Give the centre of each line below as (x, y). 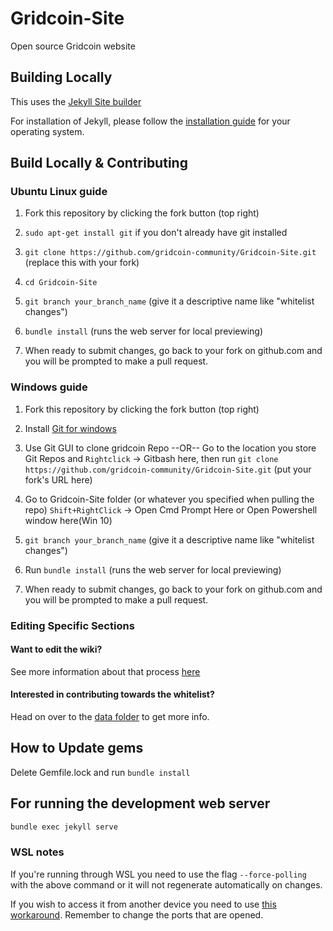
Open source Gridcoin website (73, 46)
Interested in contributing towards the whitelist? (112, 694)
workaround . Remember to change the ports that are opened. (137, 914)
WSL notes (37, 852)
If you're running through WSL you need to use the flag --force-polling (158, 874)
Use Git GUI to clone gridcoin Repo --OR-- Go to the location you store (170, 448)
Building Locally (61, 77)
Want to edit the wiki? (56, 649)
